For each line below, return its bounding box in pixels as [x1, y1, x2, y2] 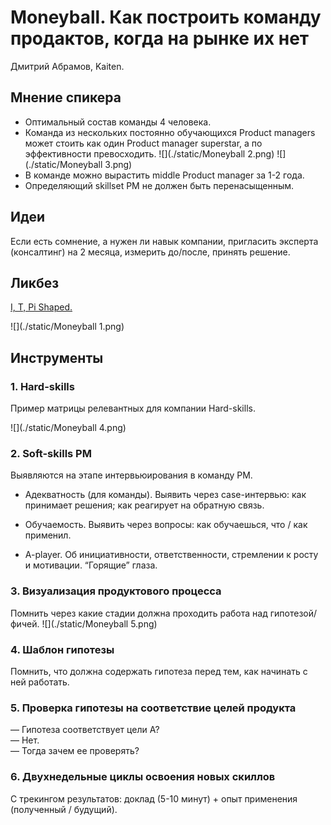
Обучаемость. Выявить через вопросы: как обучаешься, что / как [24, 519, 308, 531]
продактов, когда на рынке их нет [10, 27, 310, 50]
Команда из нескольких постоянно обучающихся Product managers [24, 126, 316, 138]
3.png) [104, 158, 133, 170]
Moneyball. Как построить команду [10, 6, 322, 29]
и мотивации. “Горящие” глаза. [24, 559, 158, 571]
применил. [24, 529, 72, 541]
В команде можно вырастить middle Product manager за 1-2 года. [24, 169, 305, 181]
